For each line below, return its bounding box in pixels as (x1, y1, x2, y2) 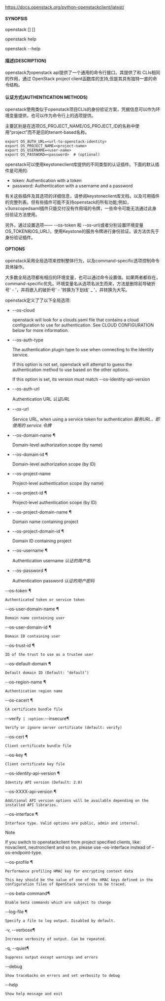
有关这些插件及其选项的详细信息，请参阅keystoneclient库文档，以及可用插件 (5, 193, 160, 199)
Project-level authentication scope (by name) (12, 480, 104, 486)
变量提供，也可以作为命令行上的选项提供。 (9, 112, 96, 118)
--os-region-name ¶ (5, 679, 46, 685)
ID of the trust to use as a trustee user (5, 652, 94, 657)
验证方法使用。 (9, 211, 40, 217)
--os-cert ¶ (5, 734, 28, 739)
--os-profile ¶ (5, 859, 33, 865)
